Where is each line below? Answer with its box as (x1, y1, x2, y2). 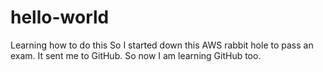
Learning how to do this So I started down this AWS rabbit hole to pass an (10, 39, 314, 51)
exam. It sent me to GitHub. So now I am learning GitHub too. (10, 49, 262, 61)
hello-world (10, 6, 110, 29)
